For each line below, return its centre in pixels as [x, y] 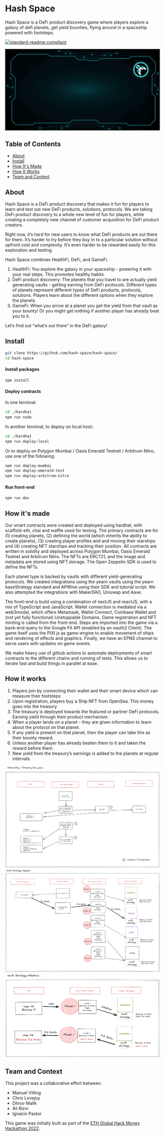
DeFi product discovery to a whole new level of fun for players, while [75, 215]
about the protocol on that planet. [46, 727]
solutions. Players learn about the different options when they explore [82, 295]
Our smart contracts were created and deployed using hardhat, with [74, 525]
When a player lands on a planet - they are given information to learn [82, 722]
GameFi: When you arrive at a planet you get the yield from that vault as [85, 306]
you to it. [21, 316]
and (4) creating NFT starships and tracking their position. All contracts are [81, 546]
